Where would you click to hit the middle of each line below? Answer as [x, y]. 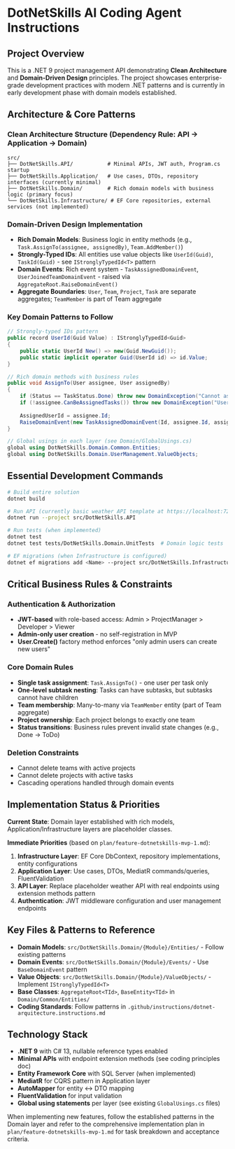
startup [19, 170]
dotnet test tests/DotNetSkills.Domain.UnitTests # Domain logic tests [115, 543]
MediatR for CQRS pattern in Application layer [84, 1081]
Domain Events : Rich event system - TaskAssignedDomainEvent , [108, 269]
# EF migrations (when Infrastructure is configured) [87, 556]
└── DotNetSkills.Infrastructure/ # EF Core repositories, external [109, 201]
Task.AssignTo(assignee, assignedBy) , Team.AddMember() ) [100, 247]
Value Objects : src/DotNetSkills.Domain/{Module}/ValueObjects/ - [114, 976]
